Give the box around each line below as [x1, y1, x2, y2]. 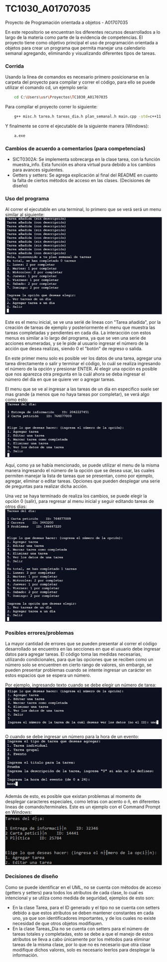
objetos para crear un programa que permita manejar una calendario [5, 45, 146, 51]
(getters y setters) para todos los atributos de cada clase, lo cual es [5, 889, 144, 895]
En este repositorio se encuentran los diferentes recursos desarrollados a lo [5, 29, 161, 35]
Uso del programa [5, 195, 49, 202]
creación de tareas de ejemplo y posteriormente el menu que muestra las [5, 324, 156, 331]
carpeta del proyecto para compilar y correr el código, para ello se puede [5, 79, 156, 85]
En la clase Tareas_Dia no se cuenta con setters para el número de [12, 926, 149, 932]
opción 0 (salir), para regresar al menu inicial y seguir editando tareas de [5, 498, 154, 504]
